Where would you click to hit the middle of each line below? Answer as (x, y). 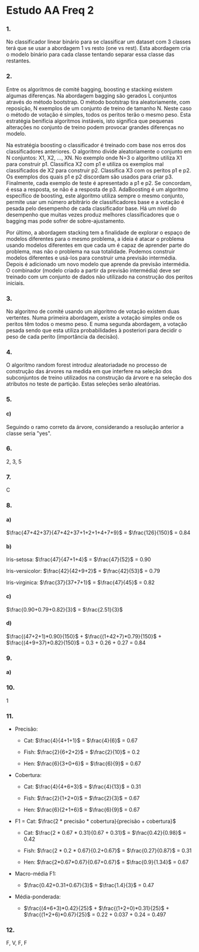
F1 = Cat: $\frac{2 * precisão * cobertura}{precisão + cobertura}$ (95, 821)
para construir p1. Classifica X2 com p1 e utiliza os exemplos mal (85, 164)
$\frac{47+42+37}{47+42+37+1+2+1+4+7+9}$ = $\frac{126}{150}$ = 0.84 (98, 533)
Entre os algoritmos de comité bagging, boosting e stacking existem (89, 89)
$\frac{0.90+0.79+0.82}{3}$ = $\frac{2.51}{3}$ (64, 609)
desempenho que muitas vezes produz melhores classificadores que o (93, 214)
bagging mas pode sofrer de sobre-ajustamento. (66, 221)
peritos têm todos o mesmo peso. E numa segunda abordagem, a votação (97, 324)
